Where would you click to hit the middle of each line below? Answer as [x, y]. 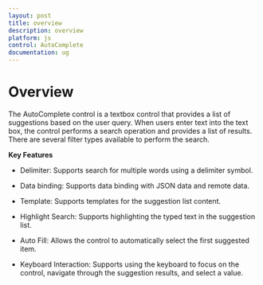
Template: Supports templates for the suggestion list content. [120, 201]
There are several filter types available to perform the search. [109, 139]
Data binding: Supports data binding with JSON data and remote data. [134, 185]
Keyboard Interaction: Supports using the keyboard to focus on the [130, 264]
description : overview [46, 30]
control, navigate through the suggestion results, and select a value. [131, 272]
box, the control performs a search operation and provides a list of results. [130, 131]
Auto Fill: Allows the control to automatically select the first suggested [134, 240]
